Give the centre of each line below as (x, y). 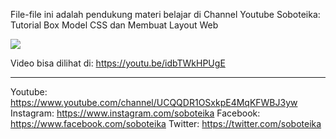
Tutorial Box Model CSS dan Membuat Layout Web (114, 25)
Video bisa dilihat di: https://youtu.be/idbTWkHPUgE (118, 63)
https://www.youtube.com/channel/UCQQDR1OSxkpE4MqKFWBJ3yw (154, 102)
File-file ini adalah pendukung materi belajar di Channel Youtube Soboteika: (165, 14)
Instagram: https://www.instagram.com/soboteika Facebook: (135, 113)
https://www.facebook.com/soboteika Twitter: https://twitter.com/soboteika (166, 123)
